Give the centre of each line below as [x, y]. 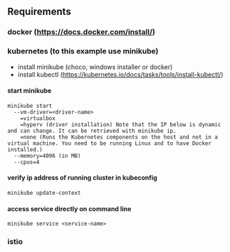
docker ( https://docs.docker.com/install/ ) [81, 32]
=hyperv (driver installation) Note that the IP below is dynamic [121, 124]
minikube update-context [44, 193]
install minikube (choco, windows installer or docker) [95, 66]
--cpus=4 [27, 162]
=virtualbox [38, 118]
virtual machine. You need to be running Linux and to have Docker [110, 143]
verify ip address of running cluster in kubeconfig [83, 178]
